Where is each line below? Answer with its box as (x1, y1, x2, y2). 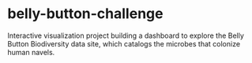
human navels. (7, 47, 55, 57)
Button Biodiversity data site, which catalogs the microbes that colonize (7, 39, 241, 48)
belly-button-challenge (7, 5, 164, 23)
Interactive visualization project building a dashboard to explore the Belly (7, 31, 244, 40)
